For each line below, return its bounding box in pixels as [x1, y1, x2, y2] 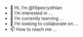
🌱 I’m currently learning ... [10, 15, 64, 21]
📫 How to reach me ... [10, 26, 57, 32]
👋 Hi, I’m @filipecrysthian [10, 5, 62, 10]
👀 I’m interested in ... [10, 10, 53, 16]
